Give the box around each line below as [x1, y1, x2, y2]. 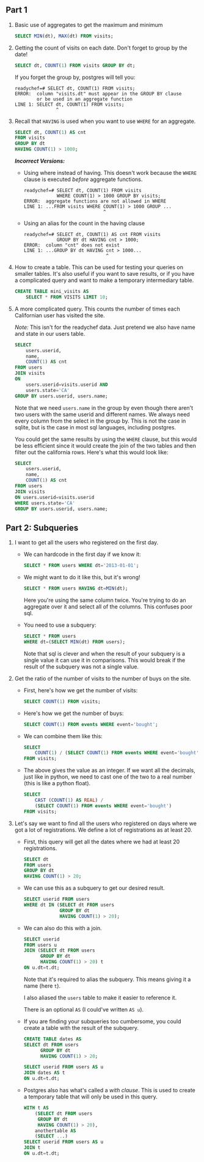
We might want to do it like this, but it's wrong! [23, 574, 141, 581]
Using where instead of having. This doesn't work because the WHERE [23, 169, 197, 177]
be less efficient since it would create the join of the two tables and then [14, 442, 197, 449]
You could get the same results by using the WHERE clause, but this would [14, 435, 197, 443]
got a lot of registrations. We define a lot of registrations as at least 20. [14, 826, 192, 834]
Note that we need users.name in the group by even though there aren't [14, 404, 194, 412]
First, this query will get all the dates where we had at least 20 [23, 838, 180, 845]
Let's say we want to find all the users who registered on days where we [14, 820, 197, 827]
